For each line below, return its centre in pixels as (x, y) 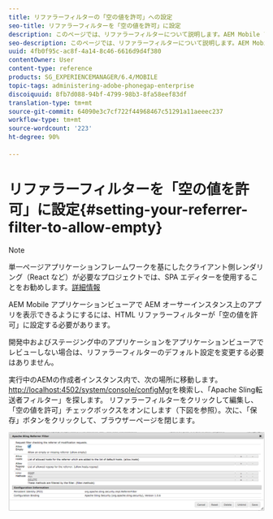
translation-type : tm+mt (50, 103)
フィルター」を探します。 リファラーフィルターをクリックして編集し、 (140, 400)
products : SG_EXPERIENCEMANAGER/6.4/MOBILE (83, 77)
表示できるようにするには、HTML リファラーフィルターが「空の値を (136, 314)
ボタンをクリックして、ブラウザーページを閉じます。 (111, 420)
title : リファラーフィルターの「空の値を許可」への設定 (91, 17)
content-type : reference (50, 69)
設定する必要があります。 (72, 324)
